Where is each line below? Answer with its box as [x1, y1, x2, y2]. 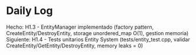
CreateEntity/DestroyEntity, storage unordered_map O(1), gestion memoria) [6, 29, 189, 36]
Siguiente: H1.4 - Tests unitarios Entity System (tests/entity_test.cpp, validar [6, 36, 190, 43]
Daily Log [6, 4, 53, 18]
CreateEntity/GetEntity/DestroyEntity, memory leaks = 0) [6, 42, 143, 49]
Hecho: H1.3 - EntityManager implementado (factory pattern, [6, 23, 154, 30]
